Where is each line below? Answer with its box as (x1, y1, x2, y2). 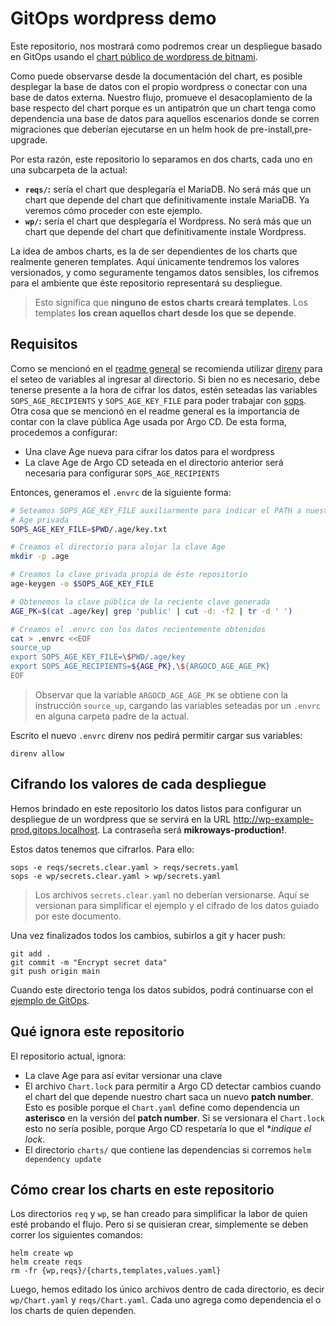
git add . (10, 948, 52, 959)
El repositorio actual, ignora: (10, 1050, 127, 1062)
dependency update (24, 1154, 102, 1164)
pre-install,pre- (249, 123, 313, 135)
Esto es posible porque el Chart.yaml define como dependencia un (24, 1101, 300, 1113)
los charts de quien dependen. (10, 1305, 137, 1317)
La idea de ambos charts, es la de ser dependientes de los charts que (10, 245, 298, 257)
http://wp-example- (233, 813, 314, 825)
